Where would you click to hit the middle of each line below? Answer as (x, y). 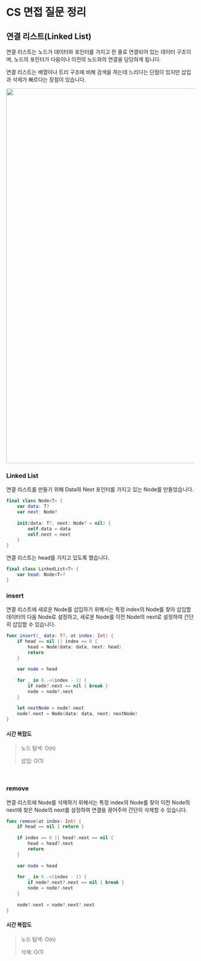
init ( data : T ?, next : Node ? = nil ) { (64, 523)
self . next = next (49, 534)
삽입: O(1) (32, 761)
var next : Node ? (37, 512)
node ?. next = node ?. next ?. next (56, 905)
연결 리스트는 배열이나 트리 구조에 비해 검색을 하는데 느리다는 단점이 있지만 (93, 72)
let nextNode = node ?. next (51, 708)
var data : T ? (33, 507)
